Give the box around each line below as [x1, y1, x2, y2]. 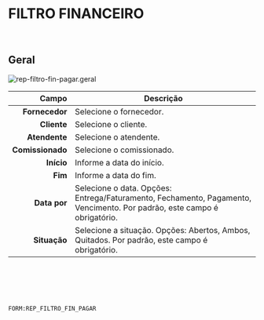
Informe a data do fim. [74, 169, 156, 180]
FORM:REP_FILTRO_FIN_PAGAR [8, 304, 97, 312]
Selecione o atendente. [74, 131, 160, 142]
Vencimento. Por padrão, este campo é [74, 202, 218, 213]
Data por [34, 197, 68, 208]
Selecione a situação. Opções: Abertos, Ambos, [74, 224, 251, 235]
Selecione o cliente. [74, 118, 148, 129]
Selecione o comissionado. [74, 144, 174, 155]
